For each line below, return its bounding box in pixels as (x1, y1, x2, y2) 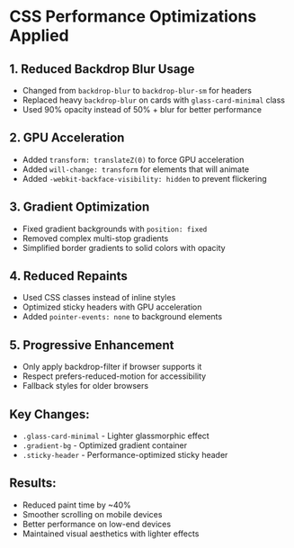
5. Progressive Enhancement (9, 337, 174, 353)
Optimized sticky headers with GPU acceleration (22, 301, 202, 312)
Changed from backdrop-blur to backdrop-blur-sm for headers (22, 85, 253, 95)
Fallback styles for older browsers (22, 381, 149, 391)
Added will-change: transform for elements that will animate (22, 164, 250, 175)
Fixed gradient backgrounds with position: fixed (22, 223, 208, 234)
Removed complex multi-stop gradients (22, 232, 169, 244)
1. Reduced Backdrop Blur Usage (9, 61, 195, 76)
